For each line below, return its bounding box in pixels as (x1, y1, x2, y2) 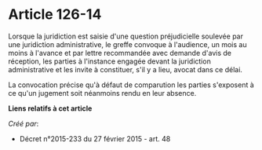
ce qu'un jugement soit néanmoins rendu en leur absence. (8, 88, 197, 97)
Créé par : (8, 119, 39, 128)
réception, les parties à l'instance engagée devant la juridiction (8, 57, 212, 66)
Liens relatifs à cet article (8, 104, 93, 113)
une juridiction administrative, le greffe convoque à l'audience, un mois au (8, 39, 247, 49)
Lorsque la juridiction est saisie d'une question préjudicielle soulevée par (8, 31, 243, 41)
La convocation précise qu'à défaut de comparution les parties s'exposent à (8, 80, 255, 90)
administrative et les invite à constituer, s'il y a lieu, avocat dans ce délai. (8, 64, 243, 74)
